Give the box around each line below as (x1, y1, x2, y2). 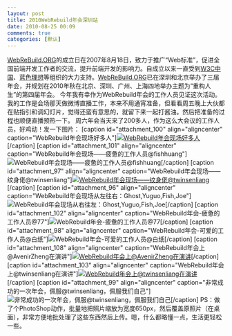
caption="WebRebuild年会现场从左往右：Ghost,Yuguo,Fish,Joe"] (7, 192, 192, 200)
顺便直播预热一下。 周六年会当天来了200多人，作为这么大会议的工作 (19, 116, 214, 125)
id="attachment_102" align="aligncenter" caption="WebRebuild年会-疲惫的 (7, 209, 220, 218)
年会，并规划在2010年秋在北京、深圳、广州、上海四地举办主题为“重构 (7, 82, 206, 90)
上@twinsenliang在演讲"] (7, 269, 79, 278)
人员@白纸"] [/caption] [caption (12, 235, 217, 243)
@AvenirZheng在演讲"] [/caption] (7, 252, 220, 260)
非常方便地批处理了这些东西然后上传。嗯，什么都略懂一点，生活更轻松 (21, 313, 222, 321)
